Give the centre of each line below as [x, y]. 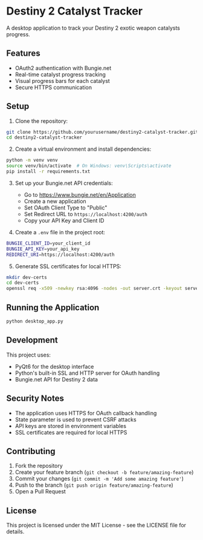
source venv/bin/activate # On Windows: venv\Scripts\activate [89, 166]
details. [15, 532]
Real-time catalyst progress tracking [60, 74]
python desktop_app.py [35, 321]
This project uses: [29, 355]
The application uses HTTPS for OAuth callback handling [86, 413]
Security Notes [35, 399]
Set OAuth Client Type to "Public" [66, 208]
